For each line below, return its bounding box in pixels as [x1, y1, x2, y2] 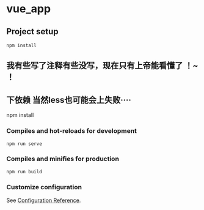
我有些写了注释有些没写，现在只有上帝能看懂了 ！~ [6, 61, 199, 71]
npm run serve [6, 140, 43, 147]
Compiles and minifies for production [6, 155, 119, 163]
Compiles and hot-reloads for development [6, 127, 137, 135]
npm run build [6, 168, 43, 174]
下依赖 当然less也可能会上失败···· [6, 94, 131, 105]
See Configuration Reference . [6, 197, 81, 204]
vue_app [6, 2, 51, 16]
